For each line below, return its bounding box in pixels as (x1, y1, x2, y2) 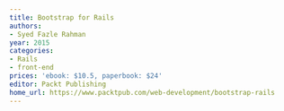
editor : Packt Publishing (9, 80, 106, 89)
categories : (9, 47, 54, 55)
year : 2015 (9, 38, 50, 47)
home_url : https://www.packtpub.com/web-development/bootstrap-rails (9, 88, 276, 97)
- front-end (9, 64, 54, 73)
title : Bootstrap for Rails (9, 13, 115, 22)
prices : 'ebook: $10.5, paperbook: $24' (9, 72, 164, 81)
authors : (9, 21, 42, 30)
